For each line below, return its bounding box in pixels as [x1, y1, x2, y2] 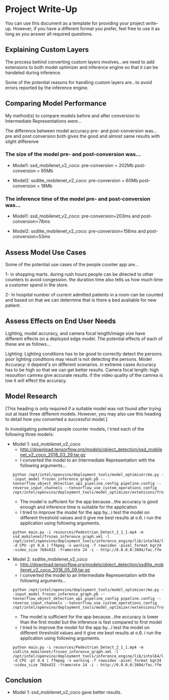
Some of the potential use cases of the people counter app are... [5, 261, 139, 267]
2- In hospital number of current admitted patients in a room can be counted [5, 291, 163, 297]
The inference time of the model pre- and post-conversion [5, 195, 151, 202]
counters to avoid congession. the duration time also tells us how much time [5, 276, 163, 282]
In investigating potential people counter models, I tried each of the [5, 426, 144, 432]
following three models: [5, 431, 54, 437]
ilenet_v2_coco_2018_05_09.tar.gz [20, 567, 91, 573]
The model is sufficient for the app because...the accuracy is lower [20, 613, 159, 619]
